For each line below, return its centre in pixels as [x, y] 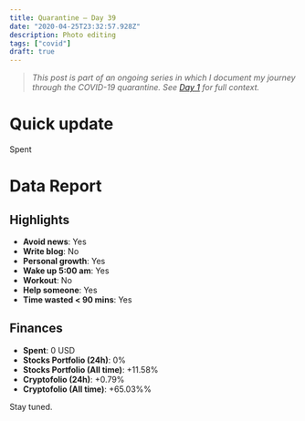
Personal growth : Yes [64, 262]
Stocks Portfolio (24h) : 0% [74, 360]
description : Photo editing [63, 35]
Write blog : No [51, 252]
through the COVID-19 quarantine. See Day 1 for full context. [146, 87]
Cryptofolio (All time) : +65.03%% [87, 389]
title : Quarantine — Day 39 [63, 18]
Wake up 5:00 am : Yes [66, 271]
